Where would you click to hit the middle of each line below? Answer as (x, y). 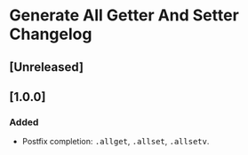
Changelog (51, 34)
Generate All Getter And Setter (124, 15)
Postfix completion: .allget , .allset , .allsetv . (116, 142)
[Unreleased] (47, 67)
